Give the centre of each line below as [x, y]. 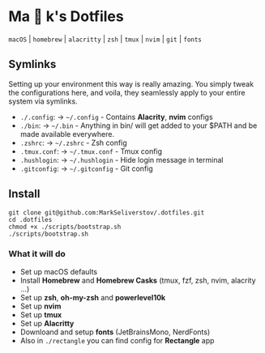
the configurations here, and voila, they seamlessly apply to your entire [127, 92]
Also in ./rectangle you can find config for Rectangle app [117, 340]
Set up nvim [41, 306]
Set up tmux [41, 314]
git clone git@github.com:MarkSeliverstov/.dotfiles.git [107, 213]
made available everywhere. [67, 134]
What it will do [37, 254]
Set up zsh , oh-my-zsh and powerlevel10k [93, 297]
